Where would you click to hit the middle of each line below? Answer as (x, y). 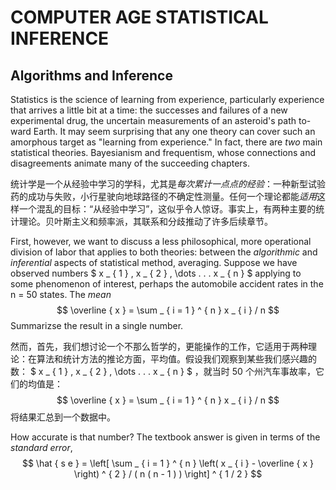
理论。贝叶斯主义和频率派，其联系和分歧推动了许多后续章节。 (145, 221)
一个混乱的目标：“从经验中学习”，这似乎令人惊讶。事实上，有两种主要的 (167, 209)
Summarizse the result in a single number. (97, 325)
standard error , (41, 447)
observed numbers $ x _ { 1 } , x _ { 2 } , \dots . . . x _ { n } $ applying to (156, 273)
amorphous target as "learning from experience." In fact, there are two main (166, 142)
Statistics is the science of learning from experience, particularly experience (167, 99)
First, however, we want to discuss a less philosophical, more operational (161, 241)
